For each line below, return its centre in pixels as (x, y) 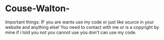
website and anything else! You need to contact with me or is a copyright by (82, 27)
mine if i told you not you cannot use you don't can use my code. (71, 32)
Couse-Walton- (37, 9)
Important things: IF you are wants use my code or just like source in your (80, 22)
